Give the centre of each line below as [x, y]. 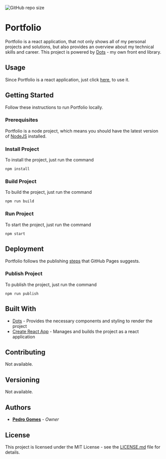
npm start [15, 233]
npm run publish [22, 294]
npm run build [20, 201]
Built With [21, 309]
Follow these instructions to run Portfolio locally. [54, 107]
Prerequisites [22, 120]
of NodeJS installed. [26, 136]
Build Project [21, 181]
